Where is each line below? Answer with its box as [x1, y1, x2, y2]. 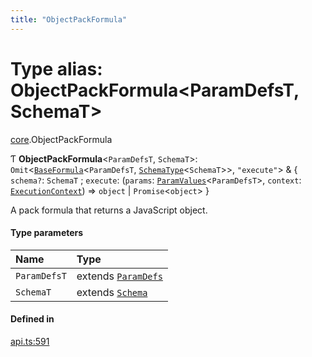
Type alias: [10, 57, 103, 80]
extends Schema [76, 285, 148, 299]
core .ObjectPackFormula [10, 133, 113, 145]
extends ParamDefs [76, 269, 163, 283]
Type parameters [10, 227, 84, 239]
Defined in [10, 313, 55, 325]
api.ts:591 [10, 335, 50, 347]
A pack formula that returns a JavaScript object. [10, 204, 208, 216]
